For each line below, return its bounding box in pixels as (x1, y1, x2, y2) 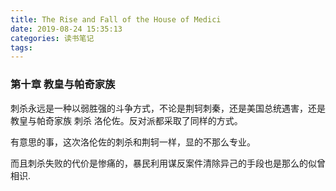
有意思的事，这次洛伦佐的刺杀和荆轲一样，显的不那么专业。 (10, 136, 256, 148)
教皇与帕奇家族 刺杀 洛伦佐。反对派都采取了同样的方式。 (10, 114, 243, 126)
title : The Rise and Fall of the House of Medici (10, 14, 222, 25)
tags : (10, 42, 33, 53)
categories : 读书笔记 (10, 33, 95, 43)
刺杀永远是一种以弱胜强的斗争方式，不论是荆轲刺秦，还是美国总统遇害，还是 (10, 102, 326, 114)
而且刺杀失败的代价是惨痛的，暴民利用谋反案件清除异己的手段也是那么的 (10, 157, 308, 169)
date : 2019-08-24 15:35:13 (10, 24, 123, 34)
